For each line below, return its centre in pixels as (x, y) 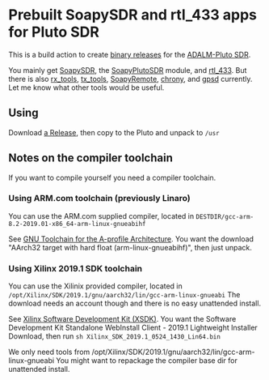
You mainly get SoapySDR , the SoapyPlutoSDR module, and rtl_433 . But (128, 70)
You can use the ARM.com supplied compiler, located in (101, 216)
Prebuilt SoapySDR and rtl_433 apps (132, 15)
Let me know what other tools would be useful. (86, 88)
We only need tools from (49, 352)
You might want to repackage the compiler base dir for (147, 361)
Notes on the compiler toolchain (91, 158)
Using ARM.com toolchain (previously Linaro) (100, 199)
